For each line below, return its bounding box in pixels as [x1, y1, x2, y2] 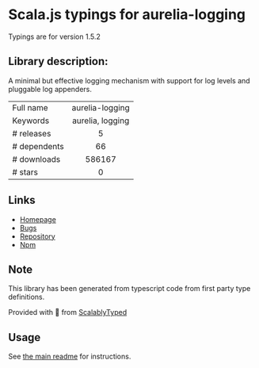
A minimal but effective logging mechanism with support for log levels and [8, 75, 251, 85]
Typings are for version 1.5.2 [8, 32, 101, 41]
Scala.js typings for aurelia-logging [8, 6, 246, 24]
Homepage [19, 214, 57, 224]
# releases [12, 128, 51, 139]
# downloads [12, 153, 61, 164]
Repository [19, 232, 55, 241]
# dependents [12, 140, 65, 151]
